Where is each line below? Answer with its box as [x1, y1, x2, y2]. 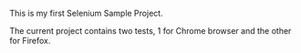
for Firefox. [9, 36, 51, 46]
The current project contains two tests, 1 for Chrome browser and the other [9, 26, 292, 36]
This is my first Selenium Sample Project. [9, 8, 163, 18]
